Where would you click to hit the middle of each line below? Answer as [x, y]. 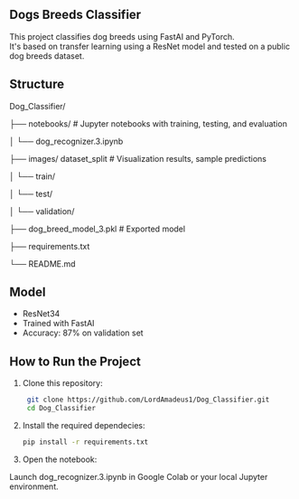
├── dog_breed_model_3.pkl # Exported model [98, 229]
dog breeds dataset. [47, 56]
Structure [37, 85]
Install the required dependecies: [84, 425]
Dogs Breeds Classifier [75, 15]
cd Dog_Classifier [61, 409]
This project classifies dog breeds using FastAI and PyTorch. [122, 36]
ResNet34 [41, 314]
